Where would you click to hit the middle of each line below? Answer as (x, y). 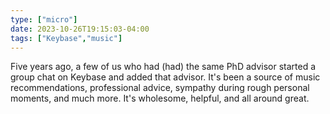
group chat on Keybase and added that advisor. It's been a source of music (165, 77)
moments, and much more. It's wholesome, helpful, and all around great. (160, 98)
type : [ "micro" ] (44, 19)
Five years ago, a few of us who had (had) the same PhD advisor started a (163, 67)
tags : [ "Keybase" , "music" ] (66, 38)
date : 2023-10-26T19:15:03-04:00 (80, 29)
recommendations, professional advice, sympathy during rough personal (160, 88)
